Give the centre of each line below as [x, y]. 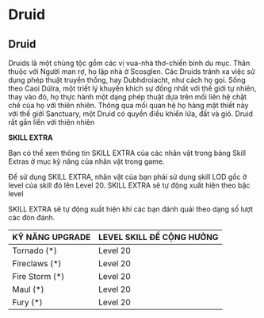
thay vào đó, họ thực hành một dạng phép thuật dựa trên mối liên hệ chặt [128, 97]
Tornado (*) [34, 250]
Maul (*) [28, 289]
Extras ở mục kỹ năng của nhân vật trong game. [86, 161]
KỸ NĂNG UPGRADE [52, 237]
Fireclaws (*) [37, 264]
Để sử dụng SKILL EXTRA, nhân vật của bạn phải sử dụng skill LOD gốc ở [128, 177]
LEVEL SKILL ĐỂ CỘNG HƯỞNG [158, 237]
